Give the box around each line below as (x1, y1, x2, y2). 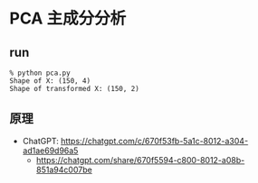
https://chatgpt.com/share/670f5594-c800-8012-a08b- (35, 154, 245, 165)
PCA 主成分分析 (9, 8, 127, 29)
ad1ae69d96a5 (22, 145, 79, 156)
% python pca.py (9, 69, 71, 78)
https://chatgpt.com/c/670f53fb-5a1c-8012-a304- (60, 135, 249, 146)
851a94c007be (35, 164, 92, 175)
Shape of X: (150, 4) (9, 77, 91, 86)
